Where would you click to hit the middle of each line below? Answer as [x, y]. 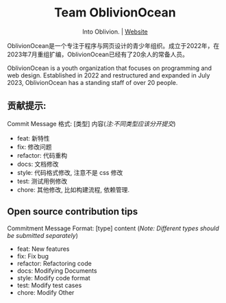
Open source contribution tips [73, 211]
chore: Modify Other [46, 292]
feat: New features [43, 249]
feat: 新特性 [33, 138]
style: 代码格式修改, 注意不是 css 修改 [70, 172]
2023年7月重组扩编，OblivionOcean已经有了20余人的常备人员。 [98, 54]
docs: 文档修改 [38, 164]
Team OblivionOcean [115, 13]
